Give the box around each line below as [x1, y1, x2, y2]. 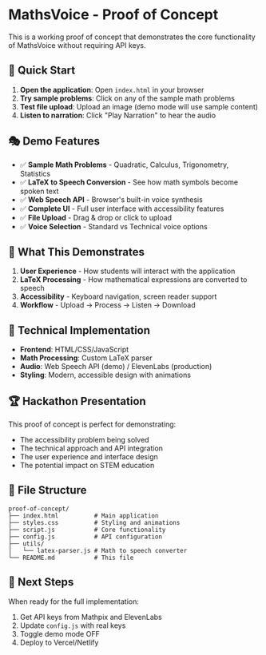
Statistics [19, 169, 51, 178]
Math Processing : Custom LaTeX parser [19, 353, 153, 363]
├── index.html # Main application [8, 511, 159, 520]
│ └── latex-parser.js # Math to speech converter [8, 546, 188, 554]
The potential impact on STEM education [19, 461, 155, 470]
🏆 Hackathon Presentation [8, 394, 146, 408]
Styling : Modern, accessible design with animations [19, 370, 192, 380]
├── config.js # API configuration [8, 533, 162, 541]
